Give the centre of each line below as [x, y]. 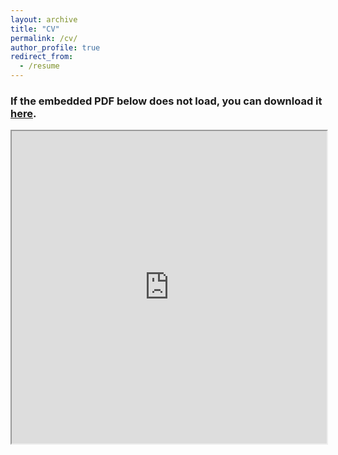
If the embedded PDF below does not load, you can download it [166, 101]
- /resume [39, 66]
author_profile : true [55, 47]
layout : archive [44, 19]
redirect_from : [42, 57]
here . [23, 113]
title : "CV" [35, 29]
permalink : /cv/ [44, 38]
